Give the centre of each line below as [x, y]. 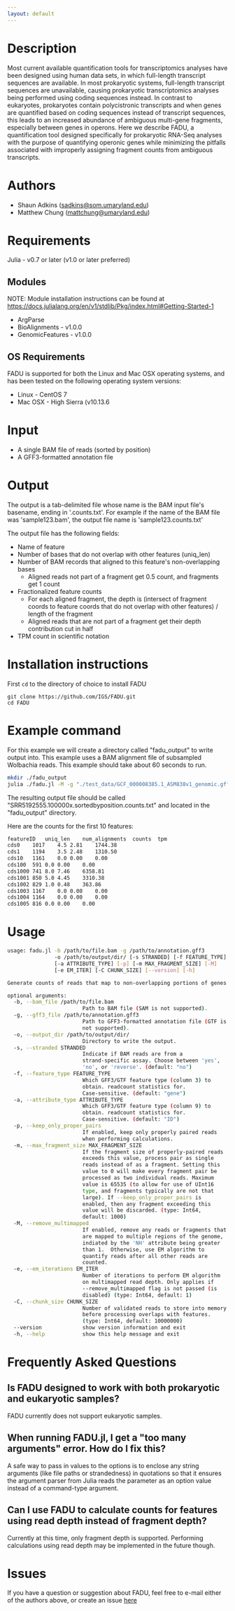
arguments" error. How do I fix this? [87, 1449]
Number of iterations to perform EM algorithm [151, 1275]
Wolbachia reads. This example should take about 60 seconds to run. [107, 765]
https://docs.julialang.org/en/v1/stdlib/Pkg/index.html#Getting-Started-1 [111, 306]
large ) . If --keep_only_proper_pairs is [142, 1197]
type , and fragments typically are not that [148, 1191]
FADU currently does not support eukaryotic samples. [85, 1416]
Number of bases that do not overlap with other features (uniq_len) [114, 554]
